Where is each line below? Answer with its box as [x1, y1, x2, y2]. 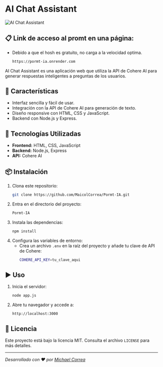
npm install [12, 229, 36, 234]
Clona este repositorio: [12, 183, 58, 189]
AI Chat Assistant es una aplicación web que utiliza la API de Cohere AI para [5, 68, 157, 73]
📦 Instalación [5, 167, 48, 176]
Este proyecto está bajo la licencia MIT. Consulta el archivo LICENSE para [5, 337, 149, 344]
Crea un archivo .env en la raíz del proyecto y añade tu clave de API [19, 242, 155, 249]
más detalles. [5, 343, 32, 349]
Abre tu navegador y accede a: [12, 302, 74, 308]
